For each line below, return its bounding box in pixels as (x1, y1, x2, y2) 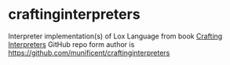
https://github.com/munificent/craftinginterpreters (8, 48, 170, 57)
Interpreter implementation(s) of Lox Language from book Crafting (8, 31, 223, 41)
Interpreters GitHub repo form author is (8, 39, 135, 49)
